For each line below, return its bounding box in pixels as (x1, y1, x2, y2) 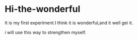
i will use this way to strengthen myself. (5, 29, 87, 35)
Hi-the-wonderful (5, 3, 81, 15)
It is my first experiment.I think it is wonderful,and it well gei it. (5, 20, 133, 26)
